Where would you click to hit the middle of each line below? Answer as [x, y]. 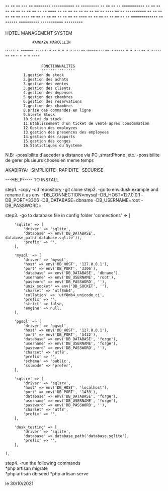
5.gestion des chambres [48, 97]
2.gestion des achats [46, 80]
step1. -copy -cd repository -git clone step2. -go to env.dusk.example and [82, 189]
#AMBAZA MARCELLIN [51, 42]
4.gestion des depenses [48, 93]
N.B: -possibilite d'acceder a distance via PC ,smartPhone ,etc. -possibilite [82, 155]
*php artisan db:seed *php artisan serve [47, 474]
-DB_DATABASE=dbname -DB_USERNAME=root [90, 200]
